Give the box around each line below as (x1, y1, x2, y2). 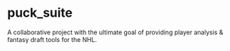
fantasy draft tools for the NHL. (7, 35, 97, 43)
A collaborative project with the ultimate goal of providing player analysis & (7, 28, 224, 36)
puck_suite (7, 5, 73, 21)
